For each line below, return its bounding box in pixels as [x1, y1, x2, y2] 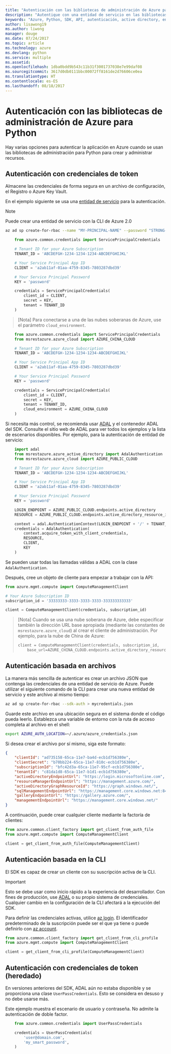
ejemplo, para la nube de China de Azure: [17, 633, 105, 639]
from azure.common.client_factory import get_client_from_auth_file [5, 827, 154, 832]
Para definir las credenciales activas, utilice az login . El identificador [5, 915, 148, 921]
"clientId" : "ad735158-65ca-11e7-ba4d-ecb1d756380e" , [14, 755, 131, 761]
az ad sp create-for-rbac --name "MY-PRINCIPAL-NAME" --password [5, 228, 147, 233]
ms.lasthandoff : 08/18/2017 [5, 83, 65, 88]
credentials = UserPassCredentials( [14, 1030, 93, 1035]
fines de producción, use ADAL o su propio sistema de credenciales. [5, 894, 149, 900]
